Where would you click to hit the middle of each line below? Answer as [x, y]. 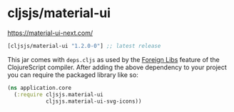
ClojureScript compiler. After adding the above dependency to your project [117, 67]
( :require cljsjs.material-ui [58, 94]
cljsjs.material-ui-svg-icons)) [93, 101]
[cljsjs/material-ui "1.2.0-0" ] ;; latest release [84, 46]
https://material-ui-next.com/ [50, 33]
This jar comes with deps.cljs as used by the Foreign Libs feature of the [113, 59]
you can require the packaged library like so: [73, 75]
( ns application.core [40, 88]
